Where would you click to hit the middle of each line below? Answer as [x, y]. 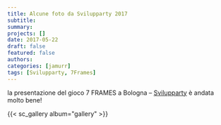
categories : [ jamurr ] [39, 66]
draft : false [26, 46]
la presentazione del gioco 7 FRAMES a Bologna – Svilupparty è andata [110, 93]
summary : [20, 27]
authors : [20, 60]
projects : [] [26, 33]
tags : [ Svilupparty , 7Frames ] [52, 72]
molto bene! [25, 100]
